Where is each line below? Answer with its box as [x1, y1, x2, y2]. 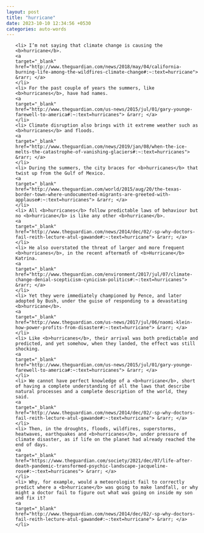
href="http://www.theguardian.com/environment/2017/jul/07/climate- [15, 271, 193, 277]
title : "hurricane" [6, 15, 56, 21]
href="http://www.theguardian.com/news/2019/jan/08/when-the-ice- [15, 144, 188, 150]
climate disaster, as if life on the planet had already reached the [15, 436, 196, 443]
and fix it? [15, 495, 46, 501]
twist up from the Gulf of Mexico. [15, 170, 106, 176]
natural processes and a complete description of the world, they [15, 389, 188, 395]
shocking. [15, 346, 41, 352]
